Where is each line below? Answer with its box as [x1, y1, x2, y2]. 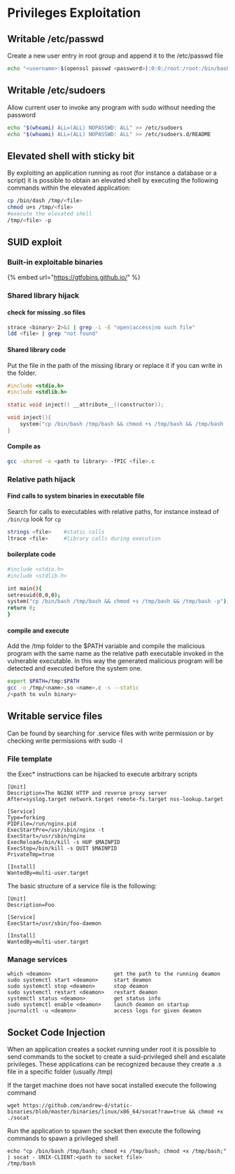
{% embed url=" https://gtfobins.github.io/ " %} [7, 273, 141, 282]
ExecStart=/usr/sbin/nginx [7, 832, 86, 840]
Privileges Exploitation [7, 5, 141, 21]
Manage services [7, 954, 68, 964]
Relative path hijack [7, 474, 76, 484]
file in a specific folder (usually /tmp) [7, 1067, 113, 1076]
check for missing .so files [7, 308, 86, 317]
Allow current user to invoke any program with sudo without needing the [7, 103, 215, 112]
